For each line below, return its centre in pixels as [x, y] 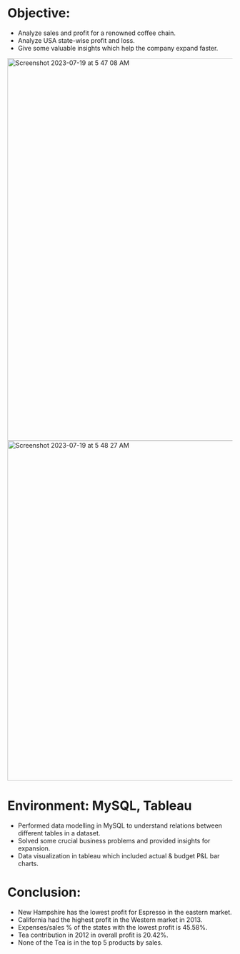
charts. [28, 863]
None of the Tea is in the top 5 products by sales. [90, 942]
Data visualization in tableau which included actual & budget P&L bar [119, 855]
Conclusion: [44, 892]
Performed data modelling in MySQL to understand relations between [120, 825]
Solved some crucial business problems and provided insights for [114, 840]
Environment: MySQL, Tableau [100, 806]
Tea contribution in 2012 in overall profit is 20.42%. [93, 935]
